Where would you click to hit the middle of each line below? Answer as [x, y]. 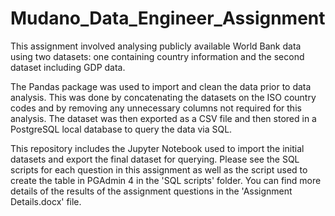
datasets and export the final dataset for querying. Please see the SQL [155, 159]
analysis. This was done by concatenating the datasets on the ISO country [163, 97]
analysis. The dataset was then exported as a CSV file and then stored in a [163, 118]
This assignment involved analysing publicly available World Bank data [156, 46]
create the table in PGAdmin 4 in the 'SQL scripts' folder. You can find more [166, 180]
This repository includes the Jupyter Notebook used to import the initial [157, 148]
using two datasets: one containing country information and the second [157, 56]
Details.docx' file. [46, 201]
